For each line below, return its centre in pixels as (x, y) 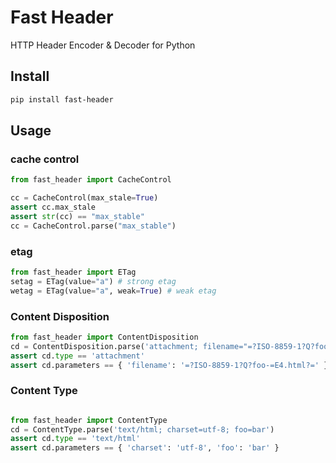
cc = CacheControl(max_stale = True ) (84, 198)
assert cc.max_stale (53, 207)
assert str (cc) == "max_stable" (77, 216)
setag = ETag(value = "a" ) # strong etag (93, 281)
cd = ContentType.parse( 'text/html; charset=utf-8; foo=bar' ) (142, 429)
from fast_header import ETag (73, 272)
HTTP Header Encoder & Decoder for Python (103, 45)
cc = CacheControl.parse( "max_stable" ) (93, 226)
